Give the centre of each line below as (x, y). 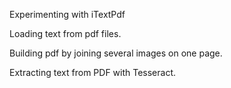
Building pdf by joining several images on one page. (116, 53)
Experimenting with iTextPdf (67, 14)
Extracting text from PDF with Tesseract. (93, 72)
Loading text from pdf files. (65, 33)
